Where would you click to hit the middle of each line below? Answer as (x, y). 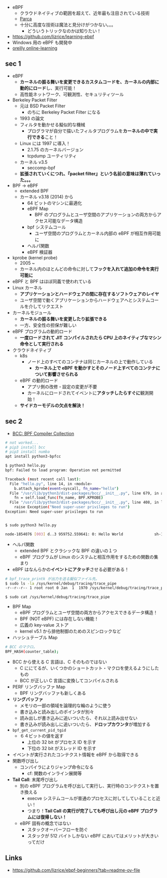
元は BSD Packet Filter (42, 106)
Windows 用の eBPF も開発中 (42, 42)
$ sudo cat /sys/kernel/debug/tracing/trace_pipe (58, 597)
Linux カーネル (27, 287)
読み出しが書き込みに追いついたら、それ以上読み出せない (79, 718)
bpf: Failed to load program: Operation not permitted (63, 470)
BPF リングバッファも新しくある (53, 693)
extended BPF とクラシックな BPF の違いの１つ (68, 550)
